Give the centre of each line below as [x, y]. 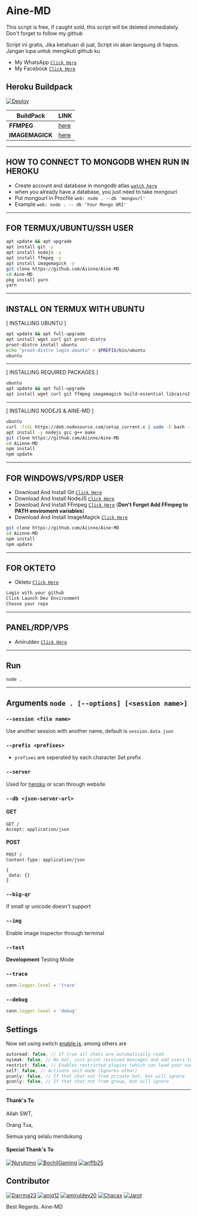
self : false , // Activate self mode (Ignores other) [72, 1070]
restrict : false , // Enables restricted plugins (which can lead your [94, 1065]
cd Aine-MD [19, 274]
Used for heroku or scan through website [56, 784]
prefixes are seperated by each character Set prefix [78, 758]
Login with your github [35, 593]
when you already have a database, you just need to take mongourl [96, 191]
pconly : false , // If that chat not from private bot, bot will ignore [95, 1076]
